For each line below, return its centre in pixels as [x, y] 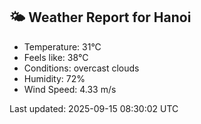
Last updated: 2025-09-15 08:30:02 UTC [94, 108]
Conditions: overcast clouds [81, 68]
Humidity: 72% [54, 78]
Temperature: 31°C [62, 46]
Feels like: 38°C [56, 57]
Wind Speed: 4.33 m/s [70, 89]
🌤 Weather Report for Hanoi [100, 17]
